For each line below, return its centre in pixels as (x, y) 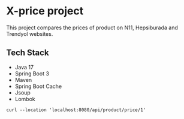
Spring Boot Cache (38, 86)
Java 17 (24, 67)
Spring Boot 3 (32, 74)
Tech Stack (28, 53)
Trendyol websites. (30, 33)
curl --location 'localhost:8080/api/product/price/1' (76, 110)
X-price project (45, 11)
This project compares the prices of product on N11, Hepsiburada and (92, 28)
